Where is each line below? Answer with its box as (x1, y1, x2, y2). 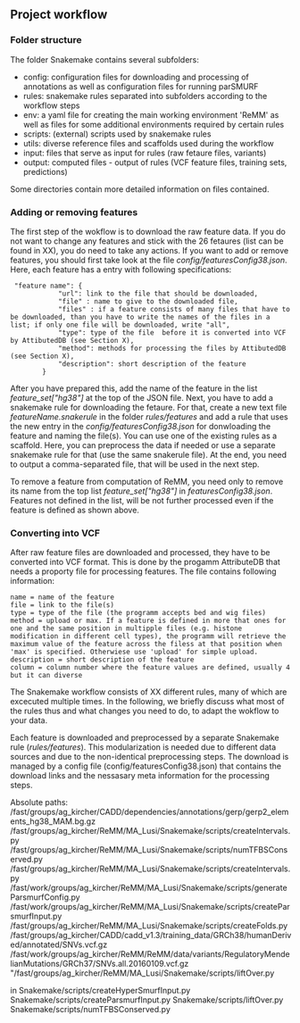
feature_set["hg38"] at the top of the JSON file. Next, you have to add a (10, 392, 273, 403)
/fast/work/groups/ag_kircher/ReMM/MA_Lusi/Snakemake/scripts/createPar (10, 902, 291, 912)
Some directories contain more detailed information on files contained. (10, 183, 270, 195)
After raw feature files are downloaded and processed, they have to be (10, 547, 271, 558)
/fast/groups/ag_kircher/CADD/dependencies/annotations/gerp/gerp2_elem (10, 807, 289, 818)
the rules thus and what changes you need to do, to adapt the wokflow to (10, 705, 279, 717)
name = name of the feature (10, 593, 115, 602)
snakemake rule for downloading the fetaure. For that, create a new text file (10, 402, 287, 412)
